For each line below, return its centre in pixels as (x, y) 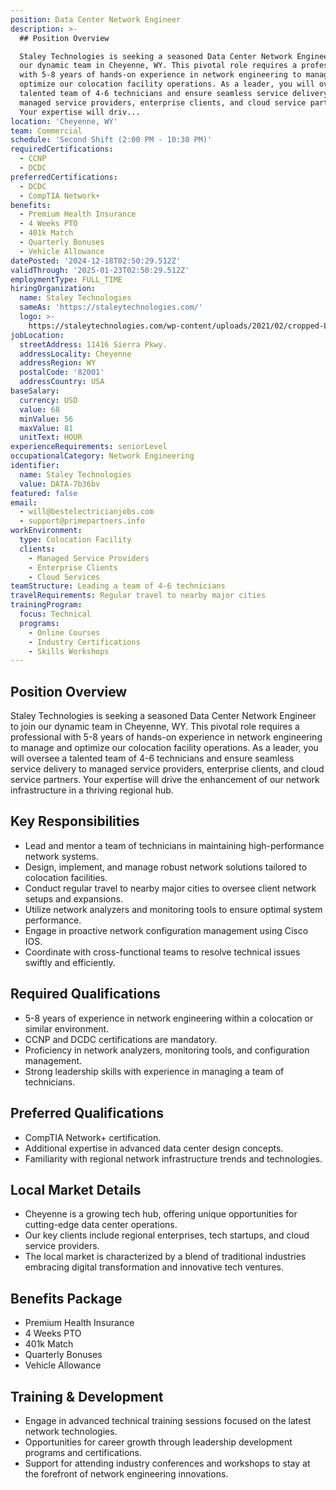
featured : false (44, 493)
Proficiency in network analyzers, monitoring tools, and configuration (167, 1050)
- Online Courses (64, 632)
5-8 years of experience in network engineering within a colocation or (169, 1018)
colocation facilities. (66, 877)
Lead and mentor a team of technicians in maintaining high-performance (174, 845)
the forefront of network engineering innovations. (126, 1473)
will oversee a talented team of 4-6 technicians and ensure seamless (152, 758)
